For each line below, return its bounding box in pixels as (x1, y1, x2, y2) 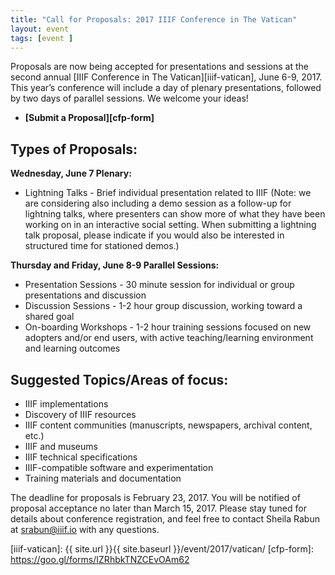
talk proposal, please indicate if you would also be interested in (24, 229, 285, 241)
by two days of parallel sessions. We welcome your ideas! (10, 92, 249, 105)
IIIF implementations (24, 398, 109, 410)
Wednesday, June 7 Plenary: (10, 167, 132, 180)
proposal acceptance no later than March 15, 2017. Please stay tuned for (10, 502, 307, 514)
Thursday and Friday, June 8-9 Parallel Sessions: (10, 259, 220, 271)
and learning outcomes (24, 342, 121, 355)
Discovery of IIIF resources (24, 409, 137, 420)
